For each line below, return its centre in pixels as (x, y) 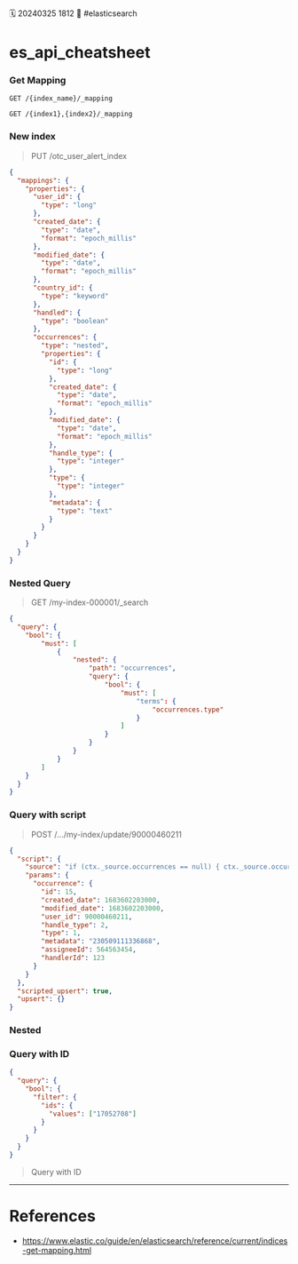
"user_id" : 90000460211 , (87, 917)
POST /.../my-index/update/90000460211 (106, 834)
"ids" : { (57, 1105)
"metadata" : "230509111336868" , (101, 942)
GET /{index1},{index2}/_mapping (71, 115)
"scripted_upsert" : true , (65, 991)
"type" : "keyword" (75, 296)
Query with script (47, 815)
